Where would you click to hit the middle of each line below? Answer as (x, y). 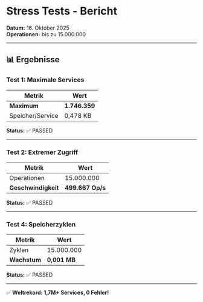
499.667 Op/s (85, 187)
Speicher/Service (34, 115)
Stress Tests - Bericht (62, 11)
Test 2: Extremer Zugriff (42, 152)
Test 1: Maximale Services (45, 80)
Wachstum (25, 260)
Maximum (24, 106)
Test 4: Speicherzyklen (41, 224)
